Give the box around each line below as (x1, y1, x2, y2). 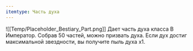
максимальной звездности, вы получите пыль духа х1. (5, 38, 146, 45)
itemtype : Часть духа (5, 8, 60, 15)
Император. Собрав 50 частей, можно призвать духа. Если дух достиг (5, 31, 187, 39)
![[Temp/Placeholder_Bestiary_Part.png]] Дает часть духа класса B (5, 25, 174, 32)
